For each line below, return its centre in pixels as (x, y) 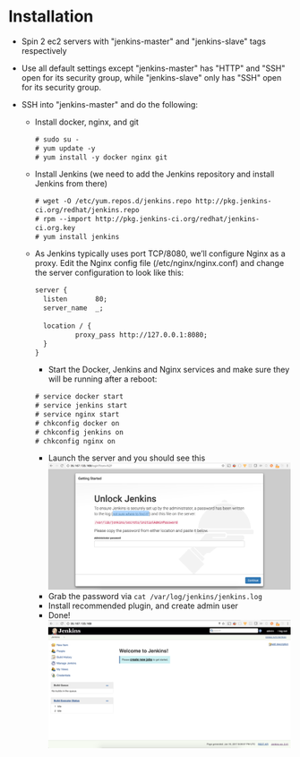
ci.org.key (55, 228)
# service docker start (79, 396)
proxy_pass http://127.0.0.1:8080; (141, 335)
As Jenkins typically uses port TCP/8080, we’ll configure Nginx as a (160, 254)
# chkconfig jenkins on (79, 432)
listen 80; (75, 299)
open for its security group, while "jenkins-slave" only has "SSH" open (151, 77)
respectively (44, 50)
